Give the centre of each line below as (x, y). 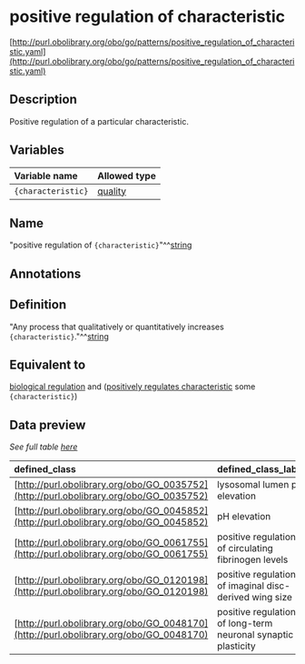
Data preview (48, 425)
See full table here (44, 447)
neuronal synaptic (256, 635)
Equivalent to (48, 364)
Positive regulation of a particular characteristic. (99, 121)
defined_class (45, 469)
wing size (272, 598)
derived (233, 598)
